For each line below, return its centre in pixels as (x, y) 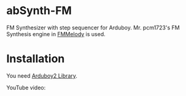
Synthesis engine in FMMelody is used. (56, 34)
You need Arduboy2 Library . (42, 76)
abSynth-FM (39, 11)
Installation (36, 59)
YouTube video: (26, 87)
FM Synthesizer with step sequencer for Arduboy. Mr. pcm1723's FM (93, 28)
